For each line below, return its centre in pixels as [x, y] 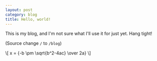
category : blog [21, 15]
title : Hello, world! [28, 19]
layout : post [19, 10]
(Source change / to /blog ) [33, 43]
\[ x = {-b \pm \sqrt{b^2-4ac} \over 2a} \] [48, 53]
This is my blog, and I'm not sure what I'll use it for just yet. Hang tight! [79, 34]
